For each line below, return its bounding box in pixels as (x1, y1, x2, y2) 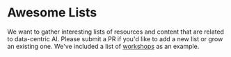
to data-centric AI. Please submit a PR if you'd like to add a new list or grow (7, 34, 223, 43)
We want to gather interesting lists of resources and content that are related (7, 27, 225, 36)
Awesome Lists (7, 5, 97, 21)
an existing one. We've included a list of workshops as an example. (7, 42, 200, 50)
